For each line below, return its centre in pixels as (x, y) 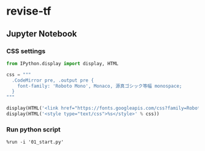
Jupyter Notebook (42, 34)
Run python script (34, 129)
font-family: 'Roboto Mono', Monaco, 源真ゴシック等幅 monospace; (100, 86)
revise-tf (29, 11)
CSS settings (26, 51)
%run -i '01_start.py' (35, 142)
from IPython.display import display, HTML (63, 63)
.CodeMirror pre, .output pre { (53, 80)
